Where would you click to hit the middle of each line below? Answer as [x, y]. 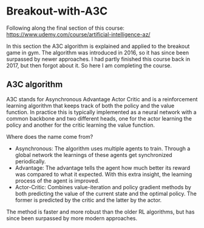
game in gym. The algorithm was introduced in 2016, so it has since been [98, 52]
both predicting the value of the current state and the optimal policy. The [106, 193]
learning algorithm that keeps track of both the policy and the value [90, 106]
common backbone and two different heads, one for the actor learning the [99, 118]
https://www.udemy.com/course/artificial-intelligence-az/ [78, 34]
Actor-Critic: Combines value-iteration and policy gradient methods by [103, 187]
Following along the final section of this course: [65, 28]
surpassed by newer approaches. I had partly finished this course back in [98, 59]
